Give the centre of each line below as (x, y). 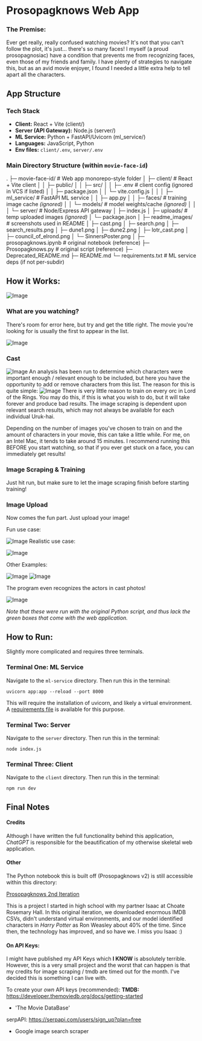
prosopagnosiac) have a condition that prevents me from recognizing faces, (100, 56)
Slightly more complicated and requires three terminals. (75, 652)
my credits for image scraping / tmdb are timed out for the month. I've (93, 971)
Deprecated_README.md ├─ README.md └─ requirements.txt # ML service (101, 256)
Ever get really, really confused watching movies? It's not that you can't (95, 42)
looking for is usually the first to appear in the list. (68, 331)
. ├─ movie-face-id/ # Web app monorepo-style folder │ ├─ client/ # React (99, 178)
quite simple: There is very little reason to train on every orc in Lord (101, 391)
